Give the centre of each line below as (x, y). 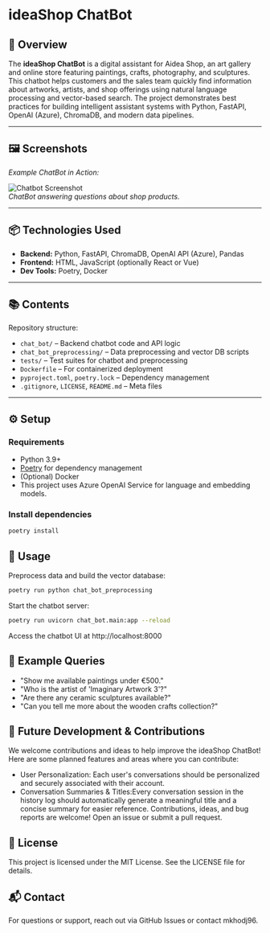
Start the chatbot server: (49, 606)
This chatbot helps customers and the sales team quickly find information (130, 81)
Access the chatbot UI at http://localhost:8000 (85, 635)
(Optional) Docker (49, 477)
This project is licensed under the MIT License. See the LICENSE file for (127, 862)
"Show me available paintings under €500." (92, 680)
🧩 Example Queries (57, 661)
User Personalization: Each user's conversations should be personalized (139, 775)
